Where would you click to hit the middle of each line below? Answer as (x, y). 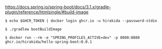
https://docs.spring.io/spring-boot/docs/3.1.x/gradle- (58, 7)
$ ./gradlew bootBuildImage (33, 29)
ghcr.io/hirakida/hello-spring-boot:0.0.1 (49, 42)
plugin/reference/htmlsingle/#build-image (47, 12)
